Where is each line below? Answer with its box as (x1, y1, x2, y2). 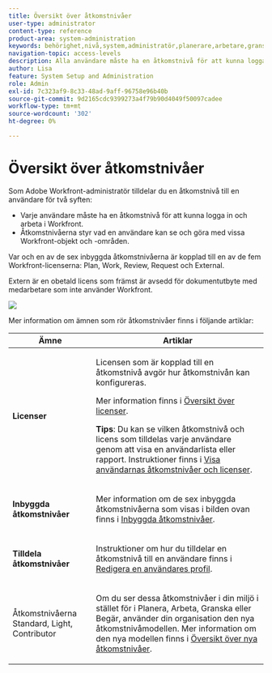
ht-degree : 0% (8, 117, 57, 126)
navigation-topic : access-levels (8, 49, 121, 58)
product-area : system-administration (8, 34, 136, 43)
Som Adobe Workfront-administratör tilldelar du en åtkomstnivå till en (8, 185, 240, 195)
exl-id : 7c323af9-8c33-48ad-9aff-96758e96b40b (8, 87, 168, 96)
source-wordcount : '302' (8, 110, 92, 118)
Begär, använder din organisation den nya (96, 612, 255, 624)
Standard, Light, (12, 617, 73, 628)
